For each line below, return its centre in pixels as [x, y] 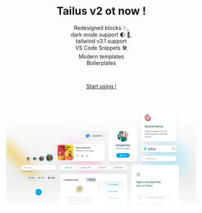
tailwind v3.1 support [101, 41]
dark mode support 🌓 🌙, [101, 34]
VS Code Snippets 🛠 [101, 48]
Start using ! [101, 86]
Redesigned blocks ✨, [101, 28]
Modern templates [101, 56]
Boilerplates [101, 63]
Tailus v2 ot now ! [101, 11]
